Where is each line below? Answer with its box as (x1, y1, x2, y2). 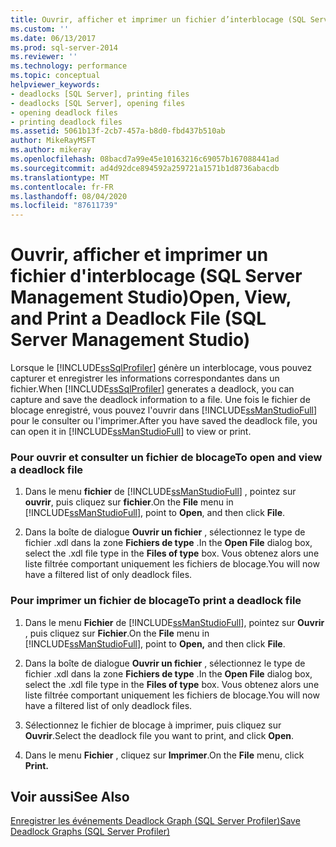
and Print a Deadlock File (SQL (10, 307, 267, 330)
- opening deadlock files (10, 107, 118, 118)
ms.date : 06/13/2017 (10, 33, 97, 43)
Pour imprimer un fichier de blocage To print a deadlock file (10, 594, 302, 608)
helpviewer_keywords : (10, 80, 101, 90)
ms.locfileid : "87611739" (10, 201, 118, 211)
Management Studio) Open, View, (10, 286, 292, 309)
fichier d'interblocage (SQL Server (10, 265, 303, 288)
